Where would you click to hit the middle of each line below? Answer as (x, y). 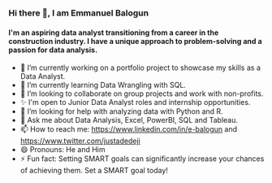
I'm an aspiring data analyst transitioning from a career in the (114, 33)
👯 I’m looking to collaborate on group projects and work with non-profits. (142, 94)
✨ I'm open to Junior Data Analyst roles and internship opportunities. (135, 102)
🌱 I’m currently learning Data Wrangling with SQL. (103, 85)
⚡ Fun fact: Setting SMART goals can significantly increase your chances (142, 159)
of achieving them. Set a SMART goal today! (94, 171)
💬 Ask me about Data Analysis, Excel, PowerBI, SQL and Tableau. (129, 120)
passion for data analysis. (53, 50)
